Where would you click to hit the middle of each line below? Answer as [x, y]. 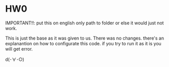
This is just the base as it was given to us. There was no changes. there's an [85, 38]
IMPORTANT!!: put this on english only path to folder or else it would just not [85, 23]
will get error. [19, 49]
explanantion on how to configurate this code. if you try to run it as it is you [83, 43]
